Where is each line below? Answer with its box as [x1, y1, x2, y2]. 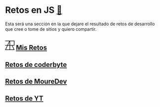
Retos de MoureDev [5, 77, 67, 86]
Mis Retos [15, 44, 47, 52]
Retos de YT [5, 94, 43, 103]
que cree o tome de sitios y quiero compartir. [5, 26, 97, 32]
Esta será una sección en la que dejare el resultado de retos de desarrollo [5, 21, 155, 27]
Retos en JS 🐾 [5, 4, 63, 16]
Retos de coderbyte [5, 60, 67, 69]
